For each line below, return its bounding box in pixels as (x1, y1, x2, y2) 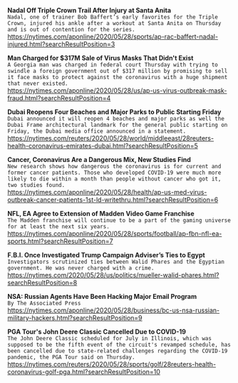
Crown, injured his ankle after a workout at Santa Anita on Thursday (7, 20, 222, 27)
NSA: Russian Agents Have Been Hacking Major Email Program (7, 292, 197, 300)
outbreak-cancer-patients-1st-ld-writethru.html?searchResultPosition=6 (7, 195, 219, 204)
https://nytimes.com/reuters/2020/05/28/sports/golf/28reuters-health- (7, 360, 216, 368)
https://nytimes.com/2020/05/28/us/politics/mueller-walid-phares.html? (7, 271, 219, 279)
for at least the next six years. (7, 223, 110, 230)
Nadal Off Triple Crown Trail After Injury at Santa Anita (7, 6, 172, 14)
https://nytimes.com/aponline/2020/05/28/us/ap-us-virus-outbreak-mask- (7, 86, 227, 95)
